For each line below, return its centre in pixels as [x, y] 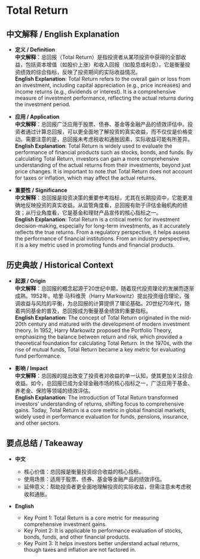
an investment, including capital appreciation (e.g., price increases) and [103, 85]
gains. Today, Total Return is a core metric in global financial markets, [100, 410]
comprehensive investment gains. [65, 524]
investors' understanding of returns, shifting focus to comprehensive [99, 404]
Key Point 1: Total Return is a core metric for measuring [91, 518]
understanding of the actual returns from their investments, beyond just [103, 165]
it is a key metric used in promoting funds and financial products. [95, 245]
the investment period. [42, 104]
